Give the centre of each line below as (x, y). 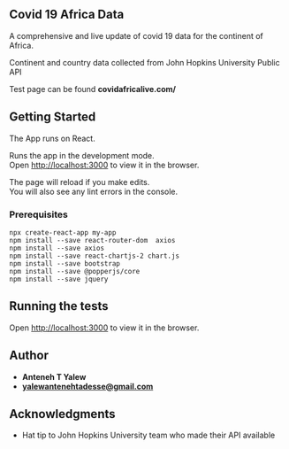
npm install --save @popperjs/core (75, 271)
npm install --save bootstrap (65, 263)
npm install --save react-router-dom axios (92, 240)
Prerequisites (38, 214)
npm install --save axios (57, 248)
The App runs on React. (52, 138)
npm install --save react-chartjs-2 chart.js (94, 256)
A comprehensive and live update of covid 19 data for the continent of (136, 35)
